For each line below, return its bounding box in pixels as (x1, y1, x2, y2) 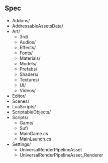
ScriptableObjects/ (12, 109, 51, 115)
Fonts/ (19, 50, 33, 56)
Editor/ (12, 93, 26, 99)
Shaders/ (19, 71, 39, 77)
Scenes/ (12, 98, 30, 104)
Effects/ (19, 44, 36, 50)
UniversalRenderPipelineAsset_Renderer (19, 152, 103, 158)
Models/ (19, 60, 37, 66)
